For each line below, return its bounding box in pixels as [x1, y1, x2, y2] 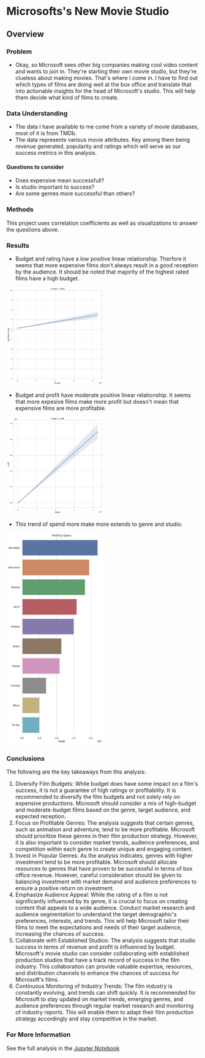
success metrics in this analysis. [15, 149, 97, 157]
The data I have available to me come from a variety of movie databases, [15, 123, 199, 130]
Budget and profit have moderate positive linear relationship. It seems [15, 391, 191, 399]
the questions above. [6, 225, 59, 233]
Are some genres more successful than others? [15, 190, 135, 197]
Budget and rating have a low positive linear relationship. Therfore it [15, 255, 187, 262]
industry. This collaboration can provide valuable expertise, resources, [15, 963, 193, 970]
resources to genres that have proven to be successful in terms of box [15, 865, 193, 872]
